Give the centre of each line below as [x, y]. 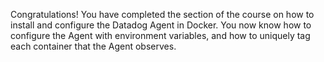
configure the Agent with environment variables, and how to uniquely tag [160, 35]
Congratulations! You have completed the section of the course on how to [162, 14]
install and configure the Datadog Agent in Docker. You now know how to [161, 25]
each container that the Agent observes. [93, 46]
